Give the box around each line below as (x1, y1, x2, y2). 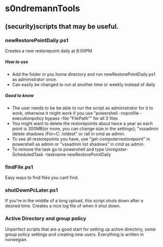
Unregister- (105, 146, 128, 152)
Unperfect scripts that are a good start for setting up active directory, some (5, 226, 156, 232)
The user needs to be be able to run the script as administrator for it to (12, 105, 153, 111)
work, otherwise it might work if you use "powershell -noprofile (12, 110, 139, 116)
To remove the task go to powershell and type (12, 146, 105, 152)
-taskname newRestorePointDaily (44, 151, 111, 157)
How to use (5, 59, 28, 65)
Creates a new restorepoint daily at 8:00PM (5, 48, 92, 53)
